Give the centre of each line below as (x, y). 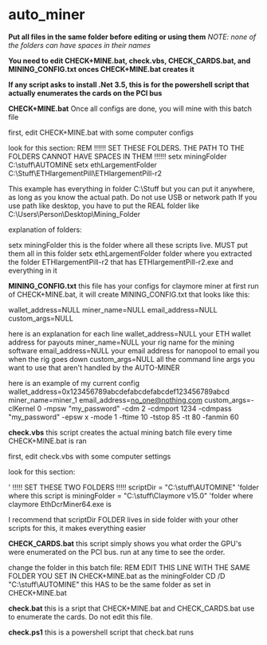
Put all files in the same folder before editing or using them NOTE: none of (132, 37)
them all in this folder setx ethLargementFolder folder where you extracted (130, 254)
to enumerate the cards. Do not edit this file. (80, 616)
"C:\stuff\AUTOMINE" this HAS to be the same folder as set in (110, 584)
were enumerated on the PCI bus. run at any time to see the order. (117, 552)
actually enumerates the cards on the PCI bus (85, 92)
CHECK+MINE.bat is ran (48, 441)
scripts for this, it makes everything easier (77, 528)
